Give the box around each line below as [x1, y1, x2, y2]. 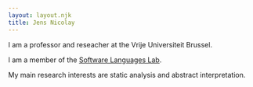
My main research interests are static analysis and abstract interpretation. [8, 70, 246, 79]
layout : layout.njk [8, 11, 72, 19]
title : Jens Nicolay [8, 19, 76, 26]
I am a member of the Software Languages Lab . [8, 55, 162, 64]
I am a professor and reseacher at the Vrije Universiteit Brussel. [8, 40, 213, 49]
